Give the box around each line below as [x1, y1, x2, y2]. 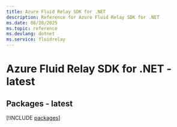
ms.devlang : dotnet [6, 31, 55, 37]
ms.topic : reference [6, 25, 58, 32]
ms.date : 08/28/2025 [6, 20, 58, 26]
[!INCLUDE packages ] [6, 114, 61, 121]
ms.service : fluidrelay [6, 36, 66, 42]
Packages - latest [6, 98, 73, 109]
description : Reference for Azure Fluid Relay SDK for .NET [6, 14, 160, 20]
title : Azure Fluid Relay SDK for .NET [6, 8, 106, 15]
